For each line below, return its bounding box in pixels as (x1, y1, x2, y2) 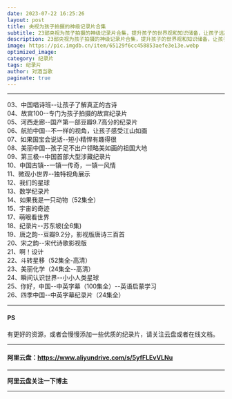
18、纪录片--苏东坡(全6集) (7, 222, 82, 230)
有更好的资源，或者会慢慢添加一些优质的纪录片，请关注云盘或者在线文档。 (7, 330, 219, 338)
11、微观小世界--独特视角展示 (7, 170, 91, 178)
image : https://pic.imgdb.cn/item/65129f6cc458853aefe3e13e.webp (7, 42, 199, 49)
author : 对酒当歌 (7, 68, 53, 75)
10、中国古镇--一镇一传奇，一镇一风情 (7, 161, 116, 169)
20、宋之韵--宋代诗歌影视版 (7, 239, 88, 248)
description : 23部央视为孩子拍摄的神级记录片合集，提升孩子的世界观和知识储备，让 (7, 36, 218, 43)
